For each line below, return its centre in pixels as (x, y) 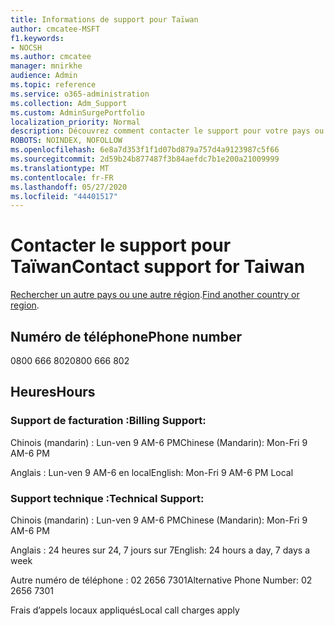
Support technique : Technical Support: (107, 498)
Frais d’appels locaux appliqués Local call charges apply (125, 610)
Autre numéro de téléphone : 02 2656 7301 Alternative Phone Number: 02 (161, 580)
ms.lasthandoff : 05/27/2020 (69, 187)
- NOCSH (26, 47)
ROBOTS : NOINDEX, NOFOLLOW (66, 141)
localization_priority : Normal (75, 122)
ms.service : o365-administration (80, 94)
